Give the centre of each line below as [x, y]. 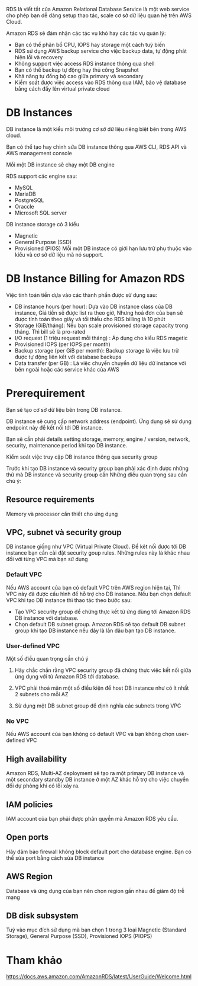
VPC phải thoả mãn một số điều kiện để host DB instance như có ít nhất [102, 688]
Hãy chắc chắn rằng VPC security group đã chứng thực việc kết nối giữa [103, 670]
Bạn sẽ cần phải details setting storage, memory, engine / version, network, [98, 439]
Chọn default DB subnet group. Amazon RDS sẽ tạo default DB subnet [100, 624]
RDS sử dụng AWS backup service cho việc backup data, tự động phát [101, 51]
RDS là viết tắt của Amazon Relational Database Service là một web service [98, 9]
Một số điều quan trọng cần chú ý [47, 659]
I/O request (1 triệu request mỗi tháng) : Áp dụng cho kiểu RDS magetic [101, 338]
